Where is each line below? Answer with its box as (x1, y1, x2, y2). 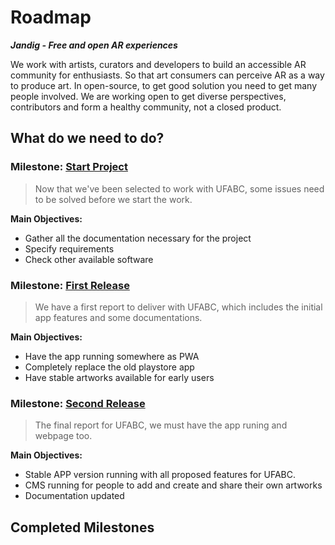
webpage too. (34, 430, 93, 442)
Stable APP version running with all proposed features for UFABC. (24, 469, 296, 481)
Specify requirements (24, 242, 115, 255)
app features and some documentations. (34, 311, 203, 323)
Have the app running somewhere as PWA (24, 350, 200, 362)
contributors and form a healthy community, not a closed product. (10, 101, 282, 113)
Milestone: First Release (10, 278, 130, 292)
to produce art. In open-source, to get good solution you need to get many (10, 79, 318, 91)
